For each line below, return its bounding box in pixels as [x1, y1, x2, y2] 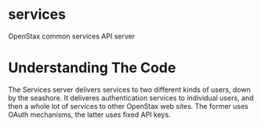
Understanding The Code [8, 59, 176, 77]
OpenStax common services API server [8, 31, 136, 41]
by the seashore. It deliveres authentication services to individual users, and [8, 93, 254, 103]
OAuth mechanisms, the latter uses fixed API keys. [8, 110, 171, 119]
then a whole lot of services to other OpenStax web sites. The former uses [8, 101, 248, 111]
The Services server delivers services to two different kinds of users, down [8, 85, 251, 94]
